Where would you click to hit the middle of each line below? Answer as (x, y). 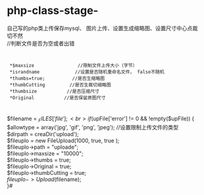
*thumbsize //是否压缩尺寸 (54, 92)
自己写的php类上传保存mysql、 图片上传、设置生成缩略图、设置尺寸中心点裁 (102, 28)
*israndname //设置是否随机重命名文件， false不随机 (87, 72)
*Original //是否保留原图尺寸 (57, 98)
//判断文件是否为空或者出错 (41, 43)
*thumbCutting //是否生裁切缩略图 (60, 85)
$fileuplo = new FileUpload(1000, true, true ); (63, 141)
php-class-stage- (53, 11)
